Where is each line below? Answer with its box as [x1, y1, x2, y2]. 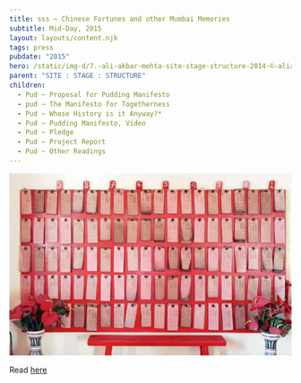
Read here [9, 364, 47, 376]
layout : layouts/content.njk [9, 33, 118, 42]
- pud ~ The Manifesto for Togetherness [17, 100, 170, 109]
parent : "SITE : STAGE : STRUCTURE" [9, 72, 146, 81]
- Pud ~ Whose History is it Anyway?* [17, 109, 163, 118]
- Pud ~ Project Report [17, 137, 106, 147]
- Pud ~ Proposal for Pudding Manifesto [17, 90, 170, 99]
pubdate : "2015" [9, 52, 70, 62]
